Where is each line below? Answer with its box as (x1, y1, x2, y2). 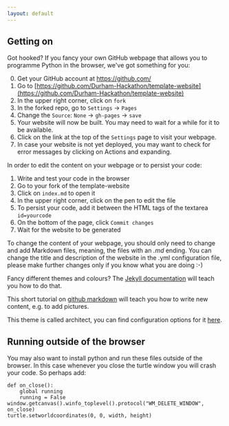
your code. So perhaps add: (7, 369, 87, 377)
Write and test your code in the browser (17, 174, 130, 183)
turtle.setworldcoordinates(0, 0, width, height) (7, 412, 153, 419)
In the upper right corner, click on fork (17, 97, 127, 105)
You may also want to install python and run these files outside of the (7, 354, 203, 363)
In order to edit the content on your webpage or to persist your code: (7, 161, 202, 170)
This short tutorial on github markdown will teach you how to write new (7, 295, 208, 303)
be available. (17, 125, 54, 134)
